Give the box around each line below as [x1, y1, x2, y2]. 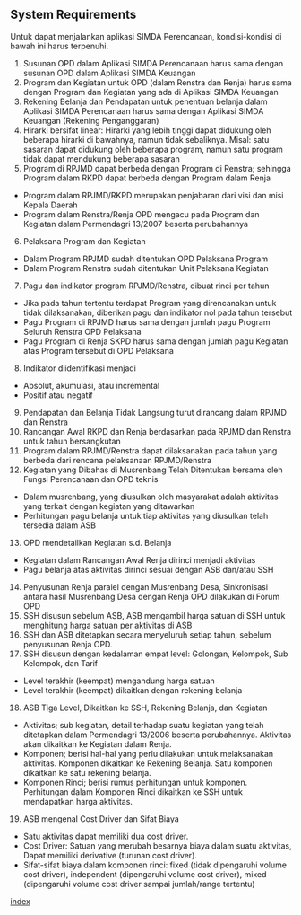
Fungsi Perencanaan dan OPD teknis [22, 473, 159, 484]
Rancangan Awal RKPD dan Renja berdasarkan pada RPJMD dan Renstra [22, 426, 292, 436]
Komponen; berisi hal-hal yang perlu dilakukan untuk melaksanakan [22, 748, 274, 759]
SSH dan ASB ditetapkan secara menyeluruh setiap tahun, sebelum [22, 629, 271, 640]
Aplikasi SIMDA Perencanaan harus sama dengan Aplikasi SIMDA [22, 105, 264, 116]
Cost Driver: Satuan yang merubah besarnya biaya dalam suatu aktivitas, [22, 840, 292, 851]
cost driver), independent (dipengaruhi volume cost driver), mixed [22, 868, 267, 879]
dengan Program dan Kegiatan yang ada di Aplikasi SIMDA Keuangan [22, 86, 279, 97]
